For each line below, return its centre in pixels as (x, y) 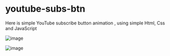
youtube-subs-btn (45, 9)
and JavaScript (21, 28)
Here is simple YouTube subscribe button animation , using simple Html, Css (85, 23)
